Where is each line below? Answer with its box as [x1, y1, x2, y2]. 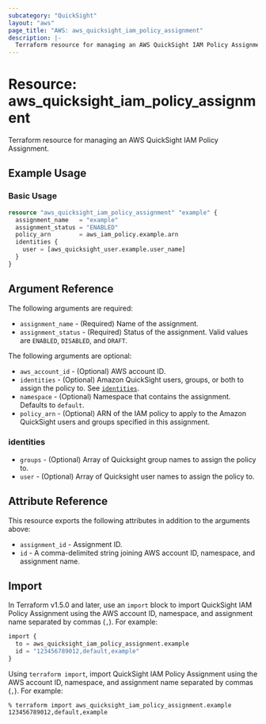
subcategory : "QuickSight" [8, 11, 97, 20]
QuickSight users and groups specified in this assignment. [19, 417, 211, 426]
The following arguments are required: [8, 303, 133, 313]
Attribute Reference [8, 495, 108, 508]
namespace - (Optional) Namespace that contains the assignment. [19, 391, 231, 401]
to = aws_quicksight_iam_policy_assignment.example [15, 640, 190, 648]
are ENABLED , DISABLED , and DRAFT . [19, 335, 128, 345]
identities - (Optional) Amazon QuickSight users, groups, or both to [19, 375, 244, 384]
